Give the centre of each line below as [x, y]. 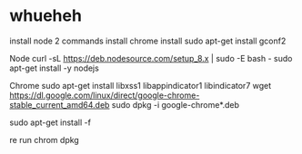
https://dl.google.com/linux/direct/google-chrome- [105, 95]
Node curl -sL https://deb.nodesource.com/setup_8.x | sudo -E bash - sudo [151, 58]
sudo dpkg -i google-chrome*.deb [175, 104]
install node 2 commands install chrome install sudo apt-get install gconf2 [148, 41]
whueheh [45, 16]
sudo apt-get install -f [50, 122]
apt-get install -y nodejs [55, 68]
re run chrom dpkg [44, 140]
